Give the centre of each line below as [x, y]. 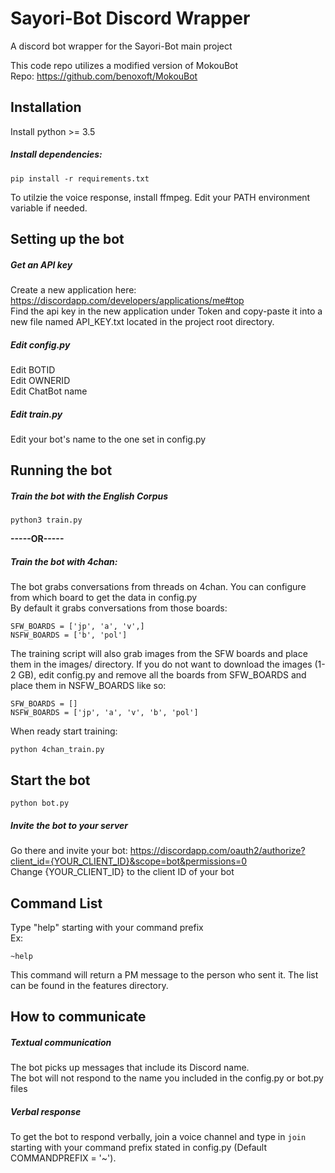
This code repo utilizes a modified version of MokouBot [124, 65]
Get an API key [41, 264]
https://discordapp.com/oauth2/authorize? [217, 851]
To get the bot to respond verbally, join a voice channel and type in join [158, 1137]
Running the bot [61, 470]
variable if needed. [49, 208]
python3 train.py [46, 520]
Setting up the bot [67, 239]
